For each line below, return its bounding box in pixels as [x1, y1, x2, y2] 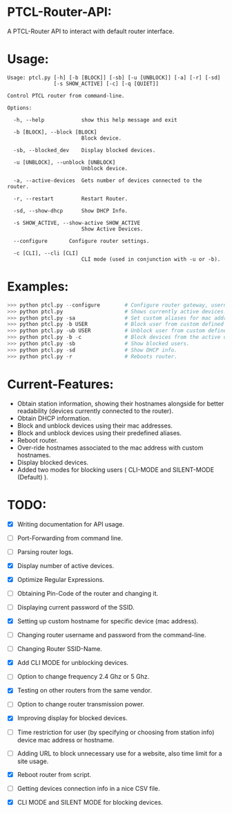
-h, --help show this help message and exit [13, 116, 177, 123]
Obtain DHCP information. [17, 414, 91, 422]
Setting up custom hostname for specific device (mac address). [17, 617, 199, 625]
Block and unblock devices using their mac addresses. [17, 421, 173, 430]
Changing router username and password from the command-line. [17, 631, 206, 639]
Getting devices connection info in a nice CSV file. [17, 784, 160, 792]
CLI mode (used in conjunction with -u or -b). [81, 255, 221, 263]
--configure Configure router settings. [13, 237, 150, 244]
